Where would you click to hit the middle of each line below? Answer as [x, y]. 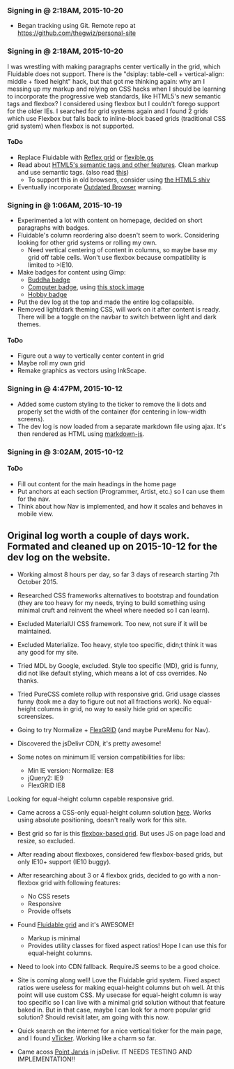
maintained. [34, 631]
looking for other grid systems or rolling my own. [87, 242]
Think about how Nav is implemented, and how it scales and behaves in [120, 506]
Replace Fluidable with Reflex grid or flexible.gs [86, 157]
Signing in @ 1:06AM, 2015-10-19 [65, 205]
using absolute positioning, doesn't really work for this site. [102, 820]
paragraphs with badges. [53, 228]
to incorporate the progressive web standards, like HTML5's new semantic [114, 96]
